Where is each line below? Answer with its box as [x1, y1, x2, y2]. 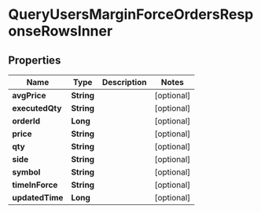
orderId [12, 116, 41, 127]
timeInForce [12, 179, 58, 190]
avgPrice [12, 90, 46, 101]
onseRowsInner [8, 22, 113, 40]
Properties [8, 53, 61, 67]
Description [101, 77, 147, 87]
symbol [12, 167, 41, 178]
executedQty [12, 103, 62, 113]
